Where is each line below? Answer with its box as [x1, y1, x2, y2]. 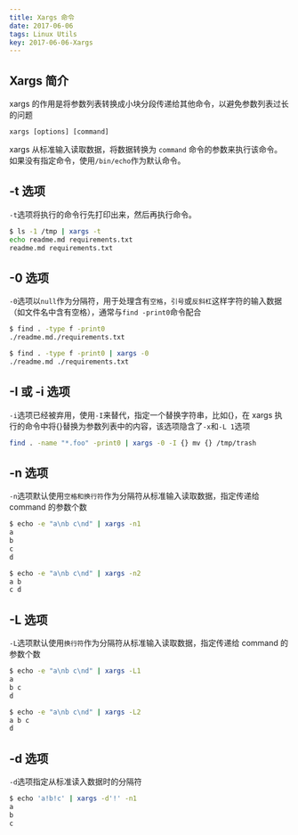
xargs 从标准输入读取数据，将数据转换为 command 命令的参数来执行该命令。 [9, 144, 283, 155]
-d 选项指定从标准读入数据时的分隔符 [9, 776, 142, 787]
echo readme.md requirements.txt [9, 235, 133, 244]
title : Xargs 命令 [9, 12, 75, 22]
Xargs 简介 [9, 73, 69, 88]
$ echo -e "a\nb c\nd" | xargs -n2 [9, 569, 141, 577]
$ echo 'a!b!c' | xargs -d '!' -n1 [9, 794, 138, 803]
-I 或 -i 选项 [9, 384, 71, 399]
